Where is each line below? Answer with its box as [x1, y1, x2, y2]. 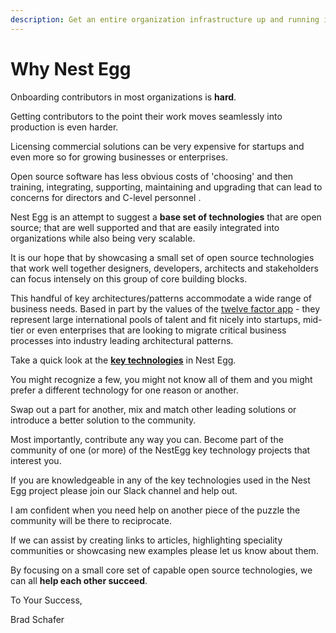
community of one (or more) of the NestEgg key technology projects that [10, 444, 311, 456]
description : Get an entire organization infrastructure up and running [10, 14, 320, 25]
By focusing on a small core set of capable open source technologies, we [10, 564, 313, 576]
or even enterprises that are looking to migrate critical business [26, 324, 287, 336]
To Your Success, [10, 594, 83, 606]
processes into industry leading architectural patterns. [10, 334, 234, 346]
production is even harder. [10, 121, 119, 133]
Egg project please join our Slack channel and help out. [10, 484, 238, 496]
